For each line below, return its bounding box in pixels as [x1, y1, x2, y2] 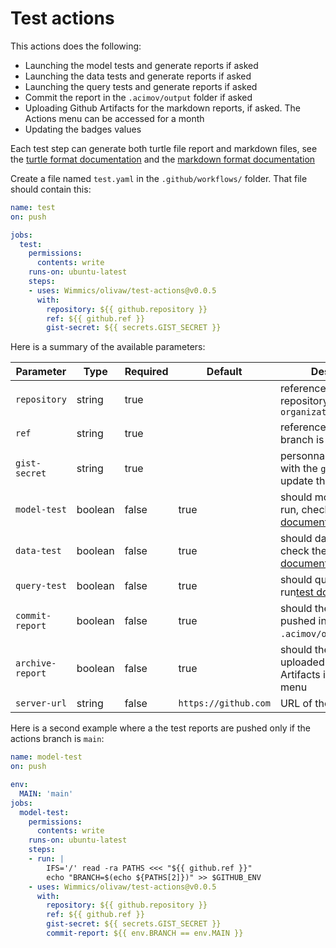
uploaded [279, 655, 325, 669]
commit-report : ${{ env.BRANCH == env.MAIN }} [46, 928, 244, 939]
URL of [279, 697, 313, 711]
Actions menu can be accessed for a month [24, 112, 205, 124]
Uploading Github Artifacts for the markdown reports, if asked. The [24, 102, 301, 114]
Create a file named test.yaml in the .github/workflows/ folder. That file [10, 172, 308, 184]
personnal [279, 449, 328, 463]
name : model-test [10, 752, 83, 762]
